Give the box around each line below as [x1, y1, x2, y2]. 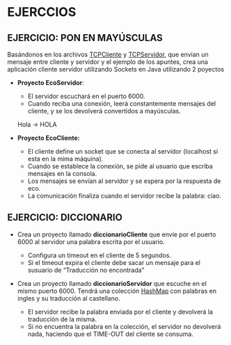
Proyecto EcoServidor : [17, 79, 85, 87]
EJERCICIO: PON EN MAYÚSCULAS [7, 32, 164, 44]
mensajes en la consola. [27, 170, 97, 177]
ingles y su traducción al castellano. [17, 294, 120, 303]
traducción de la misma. [27, 314, 97, 323]
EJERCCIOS [7, 4, 77, 20]
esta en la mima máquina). [27, 154, 104, 163]
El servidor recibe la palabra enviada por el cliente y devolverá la [27, 307, 214, 316]
